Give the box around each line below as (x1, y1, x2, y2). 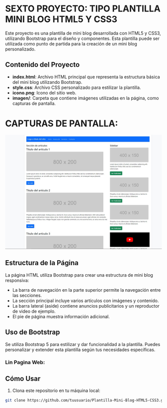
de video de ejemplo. (12, 308, 56, 314)
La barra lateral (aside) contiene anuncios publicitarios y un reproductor (12, 303, 160, 309)
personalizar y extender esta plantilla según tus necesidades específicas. (5, 347, 156, 353)
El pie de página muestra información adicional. (12, 313, 110, 320)
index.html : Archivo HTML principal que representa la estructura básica (12, 73, 160, 80)
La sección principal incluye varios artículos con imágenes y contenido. (12, 298, 159, 304)
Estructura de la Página (5, 259, 79, 267)
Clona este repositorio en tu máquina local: (12, 388, 100, 394)
